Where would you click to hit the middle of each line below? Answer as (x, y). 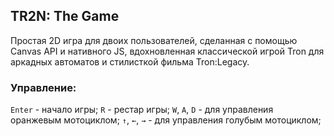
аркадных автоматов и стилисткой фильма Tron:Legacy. (130, 61)
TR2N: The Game (65, 16)
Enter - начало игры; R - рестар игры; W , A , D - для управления (142, 110)
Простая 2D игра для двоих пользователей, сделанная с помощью (154, 40)
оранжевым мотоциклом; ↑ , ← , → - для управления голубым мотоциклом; (166, 120)
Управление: (43, 87)
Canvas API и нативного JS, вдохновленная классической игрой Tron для (167, 51)
